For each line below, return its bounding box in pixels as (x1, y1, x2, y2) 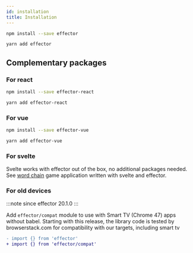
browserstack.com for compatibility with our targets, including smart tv (6, 224, 180, 232)
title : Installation (6, 14, 58, 20)
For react (6, 75, 33, 84)
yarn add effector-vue (6, 138, 62, 144)
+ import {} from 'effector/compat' (6, 241, 97, 247)
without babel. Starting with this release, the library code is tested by (6, 218, 175, 225)
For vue (6, 113, 29, 122)
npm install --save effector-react (6, 88, 94, 95)
